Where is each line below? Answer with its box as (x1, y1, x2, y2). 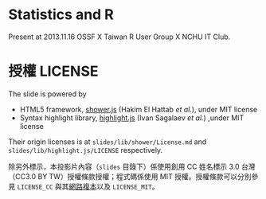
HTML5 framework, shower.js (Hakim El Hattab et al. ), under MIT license (19, 104, 258, 114)
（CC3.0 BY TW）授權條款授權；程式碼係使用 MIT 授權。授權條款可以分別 (8, 171, 252, 181)
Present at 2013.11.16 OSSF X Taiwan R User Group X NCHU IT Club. (8, 32, 231, 41)
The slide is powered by (8, 89, 87, 99)
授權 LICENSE (8, 62, 99, 80)
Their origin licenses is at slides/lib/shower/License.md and (8, 137, 207, 146)
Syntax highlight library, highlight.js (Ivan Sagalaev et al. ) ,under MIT (19, 113, 244, 123)
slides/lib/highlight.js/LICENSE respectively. (8, 145, 163, 154)
